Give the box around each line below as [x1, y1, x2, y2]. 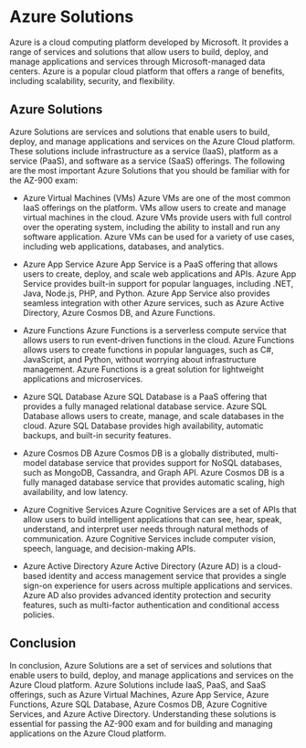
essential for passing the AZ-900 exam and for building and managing [9, 718, 273, 729]
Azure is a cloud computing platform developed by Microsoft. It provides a [9, 37, 290, 47]
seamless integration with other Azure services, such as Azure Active [22, 297, 285, 308]
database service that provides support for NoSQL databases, [48, 457, 282, 468]
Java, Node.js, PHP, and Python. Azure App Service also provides [22, 288, 271, 299]
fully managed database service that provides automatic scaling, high [22, 477, 285, 488]
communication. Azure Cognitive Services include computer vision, [22, 532, 277, 544]
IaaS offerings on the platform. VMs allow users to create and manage [22, 202, 287, 213]
